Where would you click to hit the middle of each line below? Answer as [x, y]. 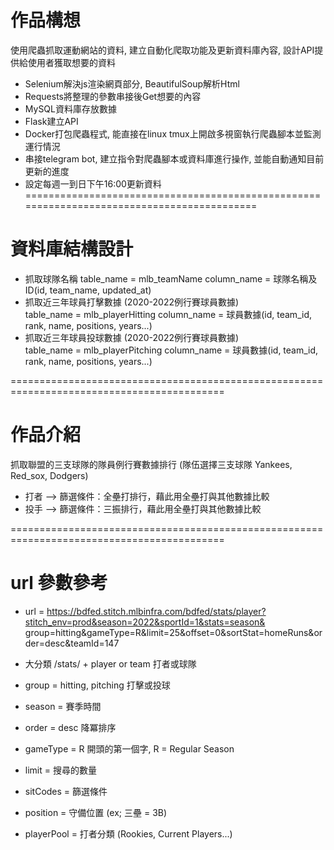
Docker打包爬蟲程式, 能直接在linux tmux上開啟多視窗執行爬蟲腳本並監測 [173, 133]
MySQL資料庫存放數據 [70, 108]
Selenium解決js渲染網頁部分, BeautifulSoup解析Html [132, 83]
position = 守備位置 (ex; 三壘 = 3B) [96, 812]
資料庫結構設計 [72, 249]
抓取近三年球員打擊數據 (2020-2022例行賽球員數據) [132, 302]
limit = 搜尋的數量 [60, 770]
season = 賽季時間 [63, 706]
